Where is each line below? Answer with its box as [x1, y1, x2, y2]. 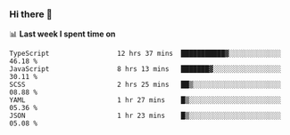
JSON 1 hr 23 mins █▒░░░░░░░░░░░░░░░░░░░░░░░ [9, 111, 281, 121]
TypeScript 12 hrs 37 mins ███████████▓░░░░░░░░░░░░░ [9, 49, 281, 59]
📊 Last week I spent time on [9, 28, 116, 39]
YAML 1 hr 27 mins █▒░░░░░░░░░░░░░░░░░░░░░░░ [9, 96, 281, 105]
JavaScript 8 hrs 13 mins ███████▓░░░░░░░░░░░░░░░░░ [9, 65, 281, 74]
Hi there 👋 [9, 8, 54, 20]
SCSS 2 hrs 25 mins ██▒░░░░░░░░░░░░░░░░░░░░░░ [9, 80, 281, 90]
